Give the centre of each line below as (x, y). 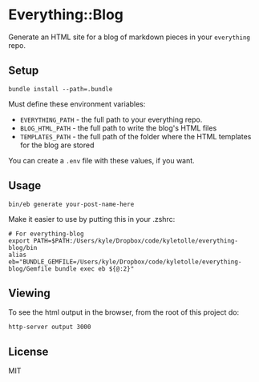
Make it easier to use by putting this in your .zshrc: (92, 219)
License (28, 351)
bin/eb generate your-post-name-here (71, 204)
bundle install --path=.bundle (61, 89)
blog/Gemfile (30, 269)
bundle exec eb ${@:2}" (95, 269)
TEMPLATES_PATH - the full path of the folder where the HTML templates (136, 136)
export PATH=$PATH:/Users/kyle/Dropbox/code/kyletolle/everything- (123, 241)
